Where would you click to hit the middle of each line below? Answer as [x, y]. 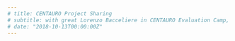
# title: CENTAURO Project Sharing [60, 14]
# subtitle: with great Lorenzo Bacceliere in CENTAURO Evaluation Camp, [119, 20]
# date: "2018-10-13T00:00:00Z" [55, 26]
